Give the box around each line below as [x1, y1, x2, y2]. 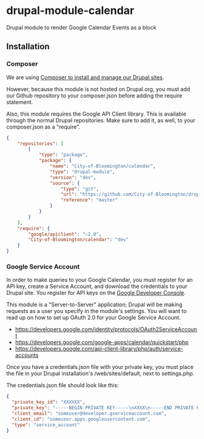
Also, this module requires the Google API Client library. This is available [6, 110, 186, 118]
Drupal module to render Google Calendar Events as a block [6, 24, 157, 31]
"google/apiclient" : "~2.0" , [28, 231, 102, 237]
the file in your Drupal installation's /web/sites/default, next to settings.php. [6, 370, 195, 378]
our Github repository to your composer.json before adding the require [6, 92, 183, 99]
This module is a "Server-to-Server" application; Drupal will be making [6, 301, 183, 308]
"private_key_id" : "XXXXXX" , [12, 399, 86, 406]
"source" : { [49, 180, 80, 186]
